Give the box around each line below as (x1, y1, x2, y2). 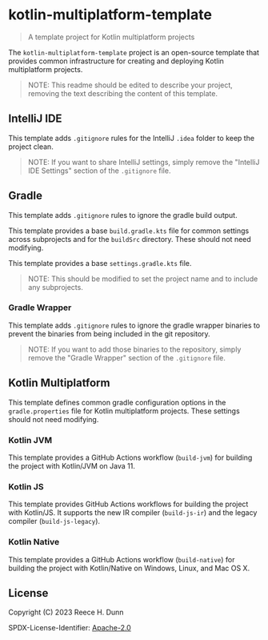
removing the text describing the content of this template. (27, 88, 218, 98)
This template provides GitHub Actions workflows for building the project (8, 499, 249, 509)
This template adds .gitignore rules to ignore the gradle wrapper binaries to (8, 320, 261, 330)
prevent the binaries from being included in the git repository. (8, 328, 210, 338)
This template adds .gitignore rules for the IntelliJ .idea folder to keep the (8, 133, 254, 143)
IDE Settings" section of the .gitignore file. (27, 166, 171, 175)
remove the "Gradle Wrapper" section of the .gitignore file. (27, 352, 226, 362)
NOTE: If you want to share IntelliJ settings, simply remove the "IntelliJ (27, 157, 260, 167)
